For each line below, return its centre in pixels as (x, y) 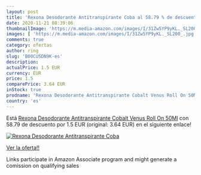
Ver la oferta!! (23, 147)
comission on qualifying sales (43, 165)
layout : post (22, 12)
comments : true (25, 40)
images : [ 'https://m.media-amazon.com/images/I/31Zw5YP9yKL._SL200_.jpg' (101, 34)
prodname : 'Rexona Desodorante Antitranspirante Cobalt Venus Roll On (96, 95)
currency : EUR (24, 73)
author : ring (22, 51)
